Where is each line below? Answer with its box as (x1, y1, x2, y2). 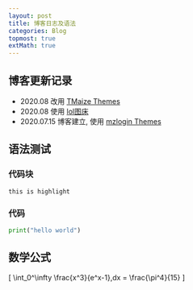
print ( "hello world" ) (8, 226, 82, 234)
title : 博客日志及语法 (8, 19, 77, 27)
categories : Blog (8, 27, 67, 35)
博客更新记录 (8, 73, 73, 87)
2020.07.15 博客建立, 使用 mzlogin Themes (19, 116, 162, 126)
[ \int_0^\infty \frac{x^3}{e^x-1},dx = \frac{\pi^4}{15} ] (8, 272, 186, 282)
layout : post (8, 11, 52, 20)
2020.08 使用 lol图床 (19, 106, 89, 116)
